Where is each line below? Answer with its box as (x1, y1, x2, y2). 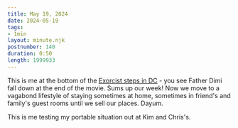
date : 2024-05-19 (7, 17, 59, 24)
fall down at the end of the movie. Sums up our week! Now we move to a (7, 83, 220, 92)
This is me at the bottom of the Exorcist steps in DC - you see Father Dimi (7, 76, 222, 85)
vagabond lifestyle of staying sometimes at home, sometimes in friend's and (7, 91, 231, 100)
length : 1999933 (7, 57, 55, 64)
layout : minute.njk (7, 37, 65, 44)
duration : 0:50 (7, 50, 53, 58)
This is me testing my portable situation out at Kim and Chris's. (7, 112, 191, 121)
